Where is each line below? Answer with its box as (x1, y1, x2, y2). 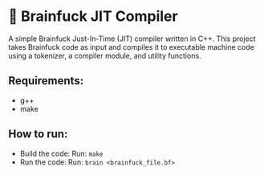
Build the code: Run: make (19, 149, 104, 158)
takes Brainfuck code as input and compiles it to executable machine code (8, 42, 254, 51)
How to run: (8, 128, 68, 141)
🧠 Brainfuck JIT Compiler (8, 7, 178, 26)
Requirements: (8, 74, 84, 87)
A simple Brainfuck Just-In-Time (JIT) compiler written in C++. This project (8, 34, 256, 43)
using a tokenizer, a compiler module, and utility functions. (8, 51, 202, 60)
